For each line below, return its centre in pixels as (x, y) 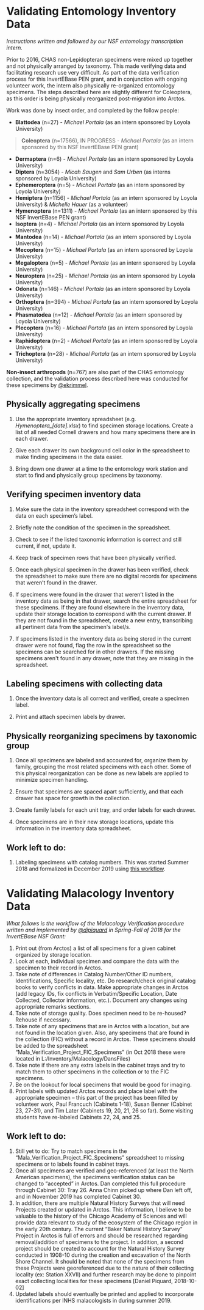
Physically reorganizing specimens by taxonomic (102, 736)
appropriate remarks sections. (53, 1006)
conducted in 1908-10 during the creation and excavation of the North (103, 1255)
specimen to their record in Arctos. (59, 968)
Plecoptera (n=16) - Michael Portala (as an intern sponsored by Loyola (104, 328)
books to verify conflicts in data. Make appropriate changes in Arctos (102, 987)
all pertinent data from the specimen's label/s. (73, 627)
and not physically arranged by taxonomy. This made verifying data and (97, 66)
